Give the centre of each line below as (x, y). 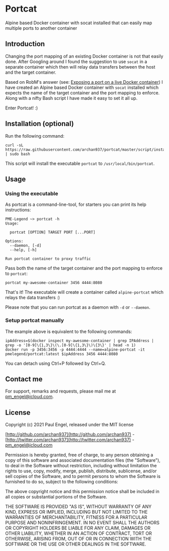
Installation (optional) (40, 124)
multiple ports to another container (41, 28)
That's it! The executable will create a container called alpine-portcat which (84, 292)
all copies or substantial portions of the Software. (56, 497)
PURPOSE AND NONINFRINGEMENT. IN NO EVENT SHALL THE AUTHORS (82, 523)
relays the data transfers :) (33, 298)
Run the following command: (35, 136)
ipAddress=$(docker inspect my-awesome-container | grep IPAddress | (80, 341)
